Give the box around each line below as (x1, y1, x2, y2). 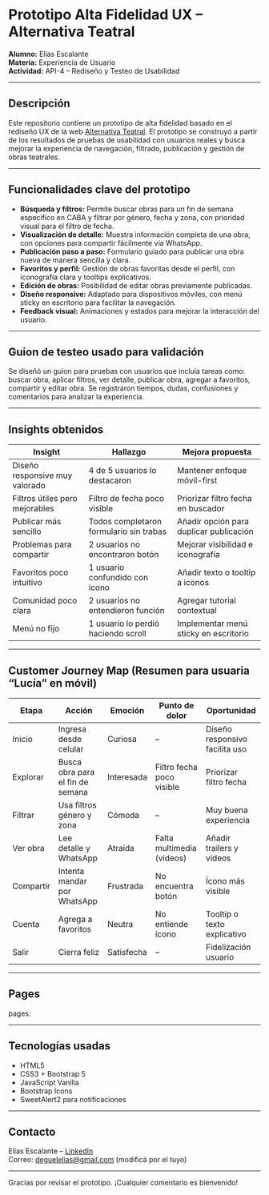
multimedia (155, 843, 198, 853)
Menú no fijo (12, 623, 60, 634)
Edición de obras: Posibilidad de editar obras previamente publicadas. (19, 280, 253, 290)
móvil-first (177, 475, 218, 486)
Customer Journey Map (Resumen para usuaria (8, 664, 250, 677)
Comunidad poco (12, 595, 78, 606)
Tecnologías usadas (8, 1039, 110, 1053)
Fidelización (205, 942, 251, 952)
